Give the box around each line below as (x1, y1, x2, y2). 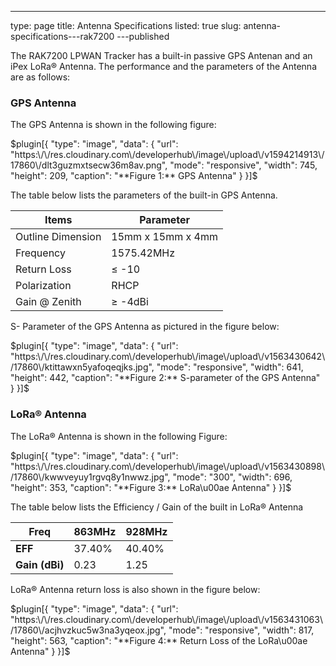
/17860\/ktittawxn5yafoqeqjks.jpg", (10, 361, 155, 373)
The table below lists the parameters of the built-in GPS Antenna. (10, 189, 278, 201)
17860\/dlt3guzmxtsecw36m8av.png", (10, 159, 168, 171)
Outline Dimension (15, 230, 102, 244)
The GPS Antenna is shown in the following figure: (10, 119, 217, 131)
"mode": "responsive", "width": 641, (156, 361, 304, 373)
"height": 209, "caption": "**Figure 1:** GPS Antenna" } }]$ (10, 170, 258, 182)
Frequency (15, 246, 66, 260)
